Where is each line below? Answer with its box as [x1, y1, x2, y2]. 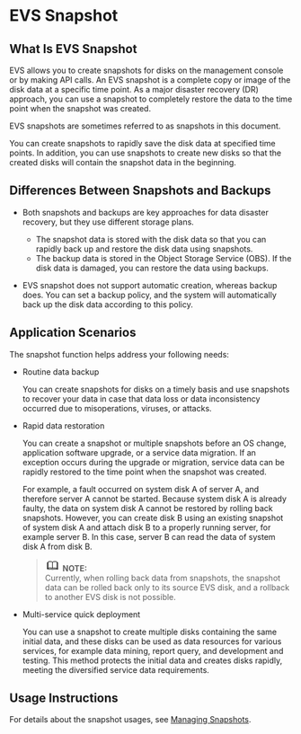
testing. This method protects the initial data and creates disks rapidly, [22, 655, 283, 666]
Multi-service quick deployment [22, 608, 141, 620]
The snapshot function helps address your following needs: [9, 349, 229, 359]
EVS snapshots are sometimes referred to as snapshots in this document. [9, 120, 281, 131]
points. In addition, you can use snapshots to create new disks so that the [9, 147, 281, 158]
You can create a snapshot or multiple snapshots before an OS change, [22, 438, 287, 448]
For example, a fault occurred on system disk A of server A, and [22, 483, 260, 494]
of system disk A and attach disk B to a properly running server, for [22, 522, 271, 533]
